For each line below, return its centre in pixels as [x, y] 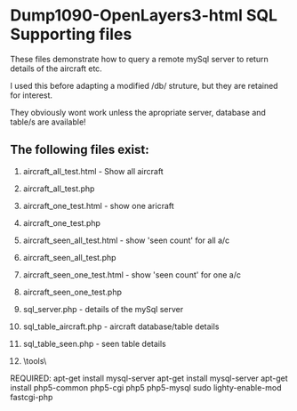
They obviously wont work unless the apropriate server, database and [138, 112]
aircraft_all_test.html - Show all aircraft [93, 171]
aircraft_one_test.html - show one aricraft [98, 205]
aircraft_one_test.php [62, 222]
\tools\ [35, 360]
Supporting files [71, 34]
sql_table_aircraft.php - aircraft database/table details [121, 326]
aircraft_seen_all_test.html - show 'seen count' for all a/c [126, 240]
